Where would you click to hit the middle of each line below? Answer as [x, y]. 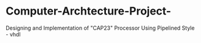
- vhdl [13, 34]
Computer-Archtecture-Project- [89, 11]
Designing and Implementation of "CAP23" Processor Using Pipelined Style [100, 28]
